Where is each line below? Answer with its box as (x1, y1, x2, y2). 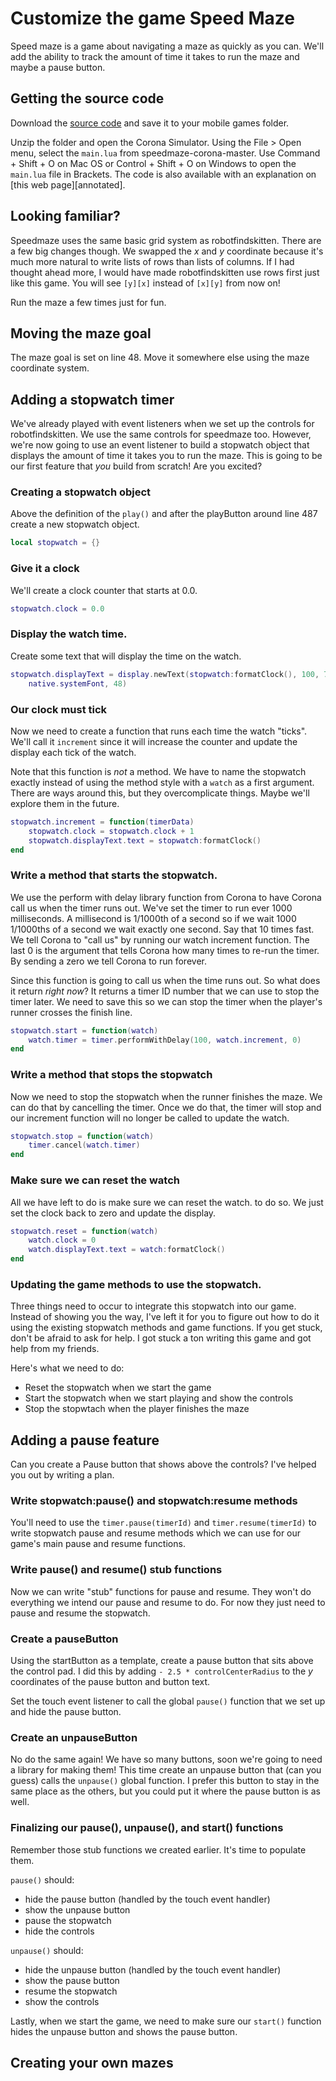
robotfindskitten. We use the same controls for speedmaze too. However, (10, 428, 312, 441)
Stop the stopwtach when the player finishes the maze (24, 1403, 250, 1415)
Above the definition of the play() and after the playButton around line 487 (10, 508, 318, 520)
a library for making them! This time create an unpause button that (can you (10, 1764, 322, 1776)
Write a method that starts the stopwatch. (10, 868, 218, 882)
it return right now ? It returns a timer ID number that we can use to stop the (10, 985, 320, 997)
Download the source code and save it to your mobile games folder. (10, 117, 290, 129)
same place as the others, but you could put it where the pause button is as (10, 1785, 321, 1797)
